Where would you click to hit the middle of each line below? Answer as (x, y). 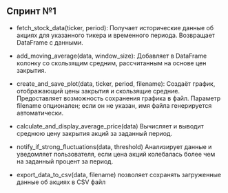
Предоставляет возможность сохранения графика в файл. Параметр (118, 98)
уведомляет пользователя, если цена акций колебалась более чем (116, 154)
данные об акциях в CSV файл (61, 182)
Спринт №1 (31, 11)
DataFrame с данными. (50, 42)
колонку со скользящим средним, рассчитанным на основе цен (111, 63)
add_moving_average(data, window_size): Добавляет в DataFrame (112, 56)
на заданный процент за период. (65, 161)
